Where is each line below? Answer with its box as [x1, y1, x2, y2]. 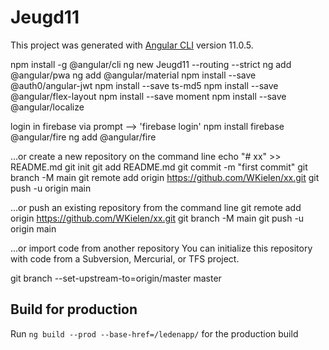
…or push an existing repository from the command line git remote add [10, 201, 302, 213]
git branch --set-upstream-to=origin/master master [10, 272, 222, 284]
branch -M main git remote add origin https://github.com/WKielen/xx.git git [10, 171, 320, 183]
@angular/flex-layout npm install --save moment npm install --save [10, 90, 287, 102]
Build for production [10, 301, 138, 318]
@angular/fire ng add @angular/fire [10, 131, 157, 143]
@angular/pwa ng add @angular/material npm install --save [10, 69, 257, 81]
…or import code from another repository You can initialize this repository [10, 242, 313, 254]
